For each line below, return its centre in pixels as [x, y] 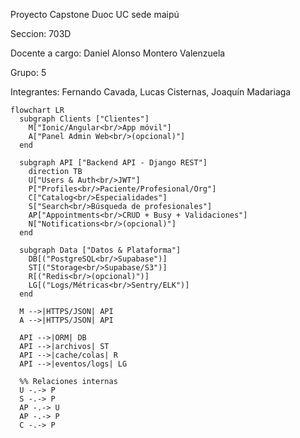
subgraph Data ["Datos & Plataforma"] [100, 250]
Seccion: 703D [41, 33]
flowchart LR [37, 110]
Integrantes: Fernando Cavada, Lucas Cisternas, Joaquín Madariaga [151, 92]
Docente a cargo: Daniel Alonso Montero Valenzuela [118, 53]
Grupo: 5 [28, 72]
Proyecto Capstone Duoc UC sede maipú [95, 14]
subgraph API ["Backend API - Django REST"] [113, 163]
